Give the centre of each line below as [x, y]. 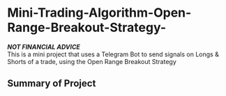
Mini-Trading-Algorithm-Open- [99, 13]
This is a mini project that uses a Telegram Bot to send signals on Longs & [113, 54]
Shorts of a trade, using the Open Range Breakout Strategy [92, 61]
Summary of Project [52, 84]
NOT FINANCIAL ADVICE [44, 47]
